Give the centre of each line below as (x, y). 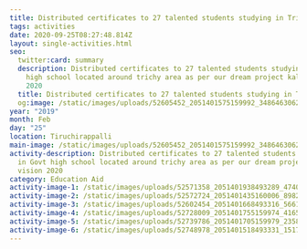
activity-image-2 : (44, 196)
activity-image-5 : (44, 221)
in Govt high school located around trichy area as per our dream (147, 162)
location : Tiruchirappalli (61, 137)
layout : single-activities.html (71, 43)
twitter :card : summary (61, 60)
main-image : (32, 145)
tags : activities (42, 26)
